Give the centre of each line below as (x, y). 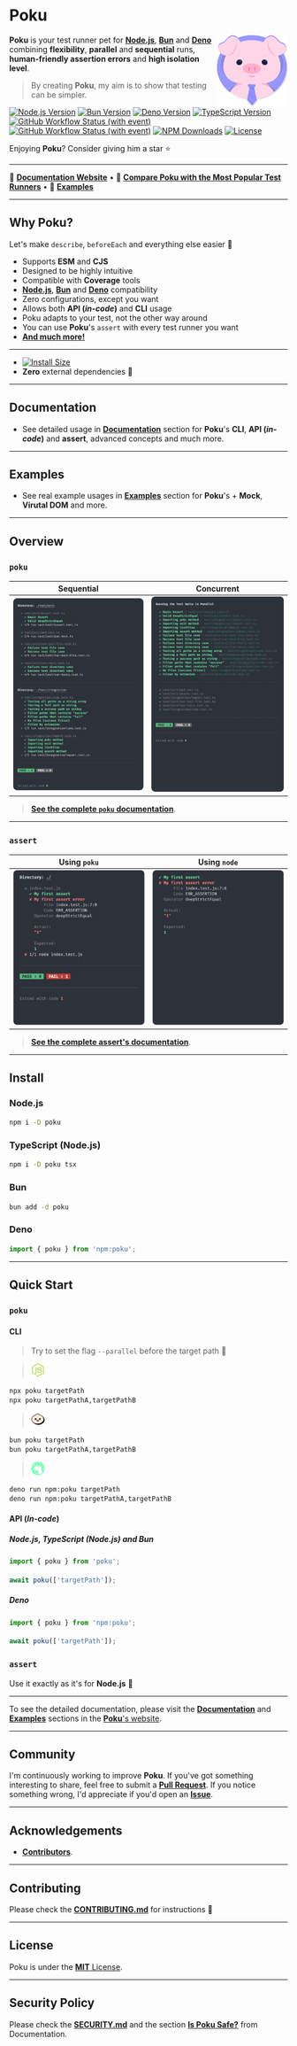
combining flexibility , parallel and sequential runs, (103, 49)
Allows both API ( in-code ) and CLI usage (97, 308)
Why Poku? (41, 223)
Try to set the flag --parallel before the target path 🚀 (129, 1351)
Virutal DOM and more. (65, 505)
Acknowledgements (66, 1830)
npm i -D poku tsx (43, 1165)
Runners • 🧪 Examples (52, 186)
